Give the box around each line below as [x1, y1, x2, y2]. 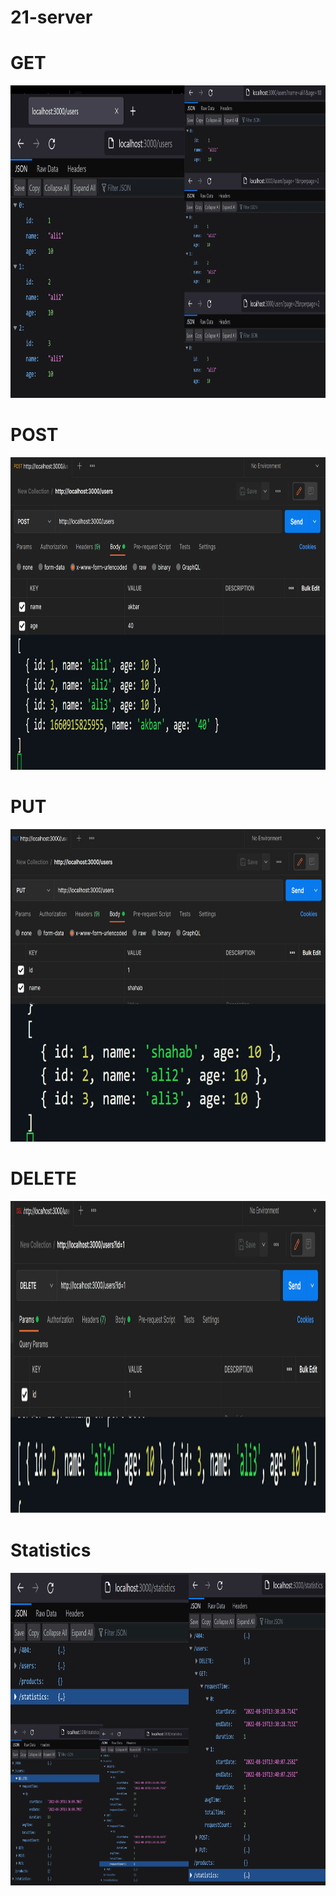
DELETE [10, 1167, 77, 1190]
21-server [10, 6, 93, 29]
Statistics [10, 1539, 92, 1562]
